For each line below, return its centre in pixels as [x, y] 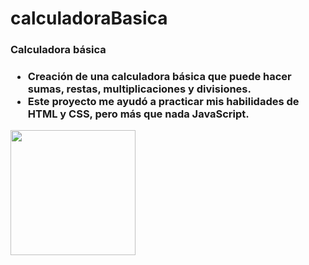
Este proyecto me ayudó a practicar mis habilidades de [163, 102]
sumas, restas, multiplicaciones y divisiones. [139, 89]
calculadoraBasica [89, 18]
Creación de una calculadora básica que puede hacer [159, 77]
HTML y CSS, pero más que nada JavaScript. [138, 114]
